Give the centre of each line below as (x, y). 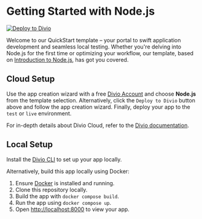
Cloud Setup (31, 79)
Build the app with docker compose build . (67, 196)
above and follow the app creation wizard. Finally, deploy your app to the (98, 107)
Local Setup (30, 144)
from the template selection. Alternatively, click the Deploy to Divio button (101, 100)
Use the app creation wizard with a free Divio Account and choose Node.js (101, 94)
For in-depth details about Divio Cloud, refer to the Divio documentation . (98, 125)
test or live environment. (39, 113)
